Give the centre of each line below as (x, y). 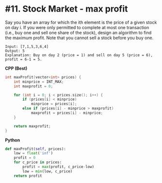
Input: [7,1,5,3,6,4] (27, 46)
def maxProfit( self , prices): (36, 149)
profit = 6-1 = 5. (24, 59)
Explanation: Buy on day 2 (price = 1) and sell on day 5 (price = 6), (79, 55)
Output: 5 (15, 51)
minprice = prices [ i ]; (54, 104)
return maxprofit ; (32, 126)
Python (13, 140)
